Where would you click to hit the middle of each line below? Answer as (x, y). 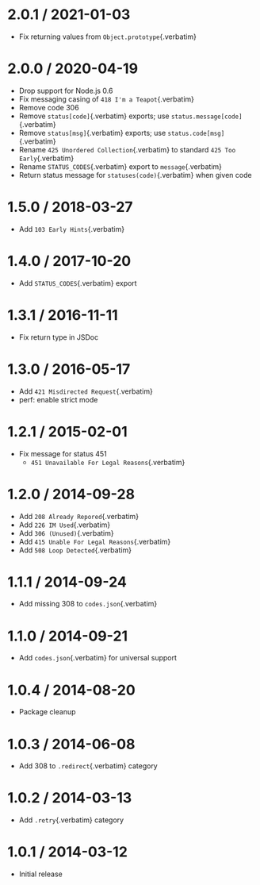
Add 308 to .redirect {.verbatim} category (88, 766)
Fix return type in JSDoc (59, 337)
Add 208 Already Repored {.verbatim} (79, 516)
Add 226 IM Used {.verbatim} (65, 525)
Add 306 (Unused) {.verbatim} (66, 533)
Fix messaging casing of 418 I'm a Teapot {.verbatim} (107, 99)
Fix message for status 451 (63, 453)
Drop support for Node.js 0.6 (66, 90)
